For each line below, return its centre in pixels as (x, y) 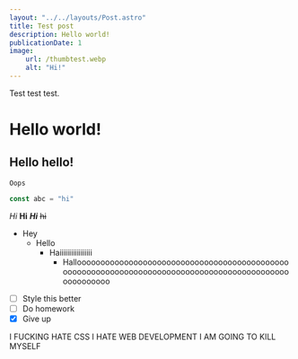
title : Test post (42, 26)
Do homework (48, 308)
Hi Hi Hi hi (28, 215)
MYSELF (25, 346)
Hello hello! (42, 162)
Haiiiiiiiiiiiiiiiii (70, 252)
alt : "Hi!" (46, 68)
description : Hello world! (60, 34)
